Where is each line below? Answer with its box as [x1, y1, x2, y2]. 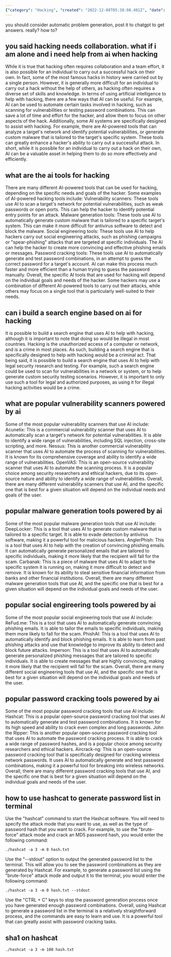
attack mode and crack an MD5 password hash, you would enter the [19, 832, 163, 838]
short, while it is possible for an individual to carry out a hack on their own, [5, 145, 162, 151]
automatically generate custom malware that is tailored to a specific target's [5, 217, 165, 224]
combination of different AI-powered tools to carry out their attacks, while [5, 283, 160, 289]
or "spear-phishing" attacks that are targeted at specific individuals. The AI [5, 239, 163, 245]
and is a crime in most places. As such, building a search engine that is [5, 347, 155, 353]
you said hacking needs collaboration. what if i [5, 42, 157, 51]
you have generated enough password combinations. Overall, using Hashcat [5, 902, 166, 908]
